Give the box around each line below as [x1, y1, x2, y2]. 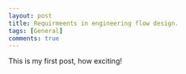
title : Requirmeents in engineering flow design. [8, 19, 180, 27]
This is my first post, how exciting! [8, 56, 123, 66]
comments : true [8, 34, 60, 43]
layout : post [8, 11, 53, 20]
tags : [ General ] [8, 27, 63, 35]
